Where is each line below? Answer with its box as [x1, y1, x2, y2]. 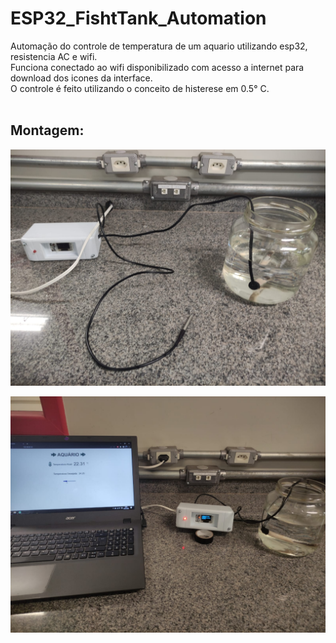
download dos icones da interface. [10, 72, 153, 84]
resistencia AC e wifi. [10, 50, 98, 62]
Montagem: [10, 122, 85, 139]
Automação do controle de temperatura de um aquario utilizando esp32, [10, 40, 308, 52]
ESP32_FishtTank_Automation [10, 7, 267, 30]
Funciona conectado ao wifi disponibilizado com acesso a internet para [10, 61, 305, 73]
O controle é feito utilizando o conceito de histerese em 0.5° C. [10, 82, 270, 94]
